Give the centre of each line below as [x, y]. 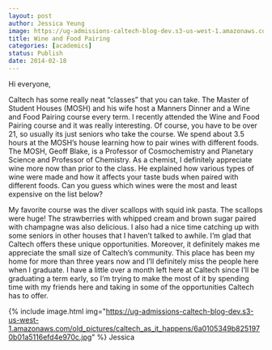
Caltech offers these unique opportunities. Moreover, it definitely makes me [134, 244]
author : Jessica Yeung [47, 23]
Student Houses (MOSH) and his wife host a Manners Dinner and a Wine [130, 108]
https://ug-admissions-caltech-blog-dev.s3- [180, 311]
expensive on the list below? [56, 194]
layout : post [30, 16]
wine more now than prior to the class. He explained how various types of [132, 168]
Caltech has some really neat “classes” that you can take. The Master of [129, 99]
